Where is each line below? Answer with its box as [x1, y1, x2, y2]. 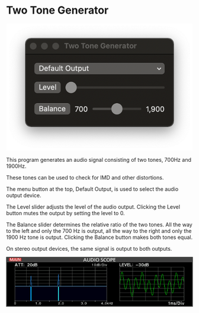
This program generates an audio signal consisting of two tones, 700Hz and [6, 156, 191, 163]
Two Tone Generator [6, 4, 109, 17]
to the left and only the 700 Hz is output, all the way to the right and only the [6, 227, 192, 234]
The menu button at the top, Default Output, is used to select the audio [6, 185, 179, 193]
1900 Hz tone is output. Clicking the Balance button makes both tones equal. [6, 234, 193, 241]
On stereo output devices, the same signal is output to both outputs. [6, 245, 172, 252]
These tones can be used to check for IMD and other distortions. [6, 174, 164, 181]
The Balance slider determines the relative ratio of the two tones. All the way [6, 221, 192, 228]
